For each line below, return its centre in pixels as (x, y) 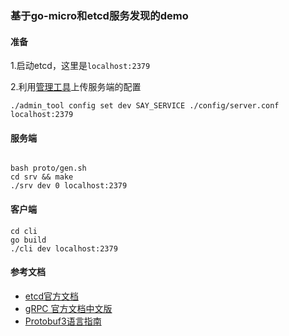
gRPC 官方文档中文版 (68, 308)
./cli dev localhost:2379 (64, 248)
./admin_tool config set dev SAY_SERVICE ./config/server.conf (145, 106)
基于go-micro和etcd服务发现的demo (99, 15)
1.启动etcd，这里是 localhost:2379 (80, 66)
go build (28, 240)
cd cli (24, 231)
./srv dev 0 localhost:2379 (69, 186)
